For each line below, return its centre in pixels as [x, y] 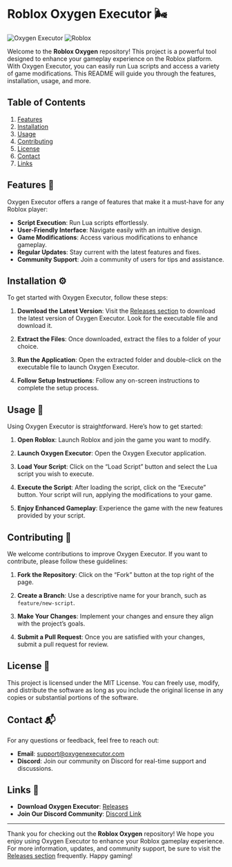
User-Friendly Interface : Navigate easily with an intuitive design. [109, 230]
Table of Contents [47, 103]
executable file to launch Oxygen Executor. [78, 367]
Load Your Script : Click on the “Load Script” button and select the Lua [117, 467]
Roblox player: [28, 209]
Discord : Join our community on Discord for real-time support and [112, 761]
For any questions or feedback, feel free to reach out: [83, 740]
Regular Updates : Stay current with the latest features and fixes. [109, 252]
